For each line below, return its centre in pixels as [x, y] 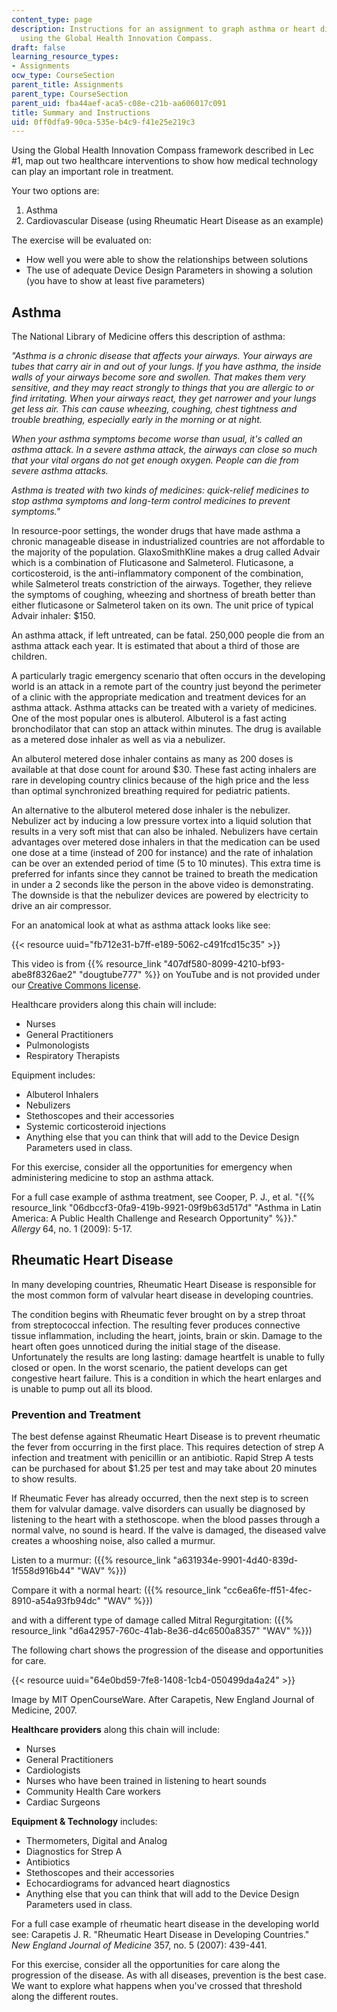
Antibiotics [48, 1862]
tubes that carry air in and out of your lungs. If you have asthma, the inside [166, 367]
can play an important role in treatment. [92, 172]
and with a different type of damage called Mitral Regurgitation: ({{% [152, 1620]
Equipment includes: [53, 1075]
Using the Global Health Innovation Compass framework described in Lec [162, 150]
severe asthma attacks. [60, 471]
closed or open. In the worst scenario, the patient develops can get [149, 1367]
